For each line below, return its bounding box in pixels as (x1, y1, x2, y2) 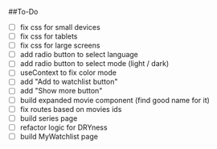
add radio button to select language (19, 50, 139, 60)
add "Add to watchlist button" (19, 77, 118, 87)
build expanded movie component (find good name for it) (19, 95, 211, 105)
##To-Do (8, 7, 39, 16)
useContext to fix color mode (19, 68, 117, 77)
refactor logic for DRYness (19, 122, 108, 132)
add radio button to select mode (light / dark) (19, 59, 170, 68)
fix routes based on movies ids (19, 104, 122, 114)
